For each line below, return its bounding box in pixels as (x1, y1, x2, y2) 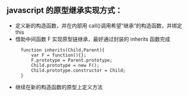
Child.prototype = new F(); (30, 62, 100, 68)
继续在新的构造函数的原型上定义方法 (15, 83, 103, 90)
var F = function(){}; (30, 52, 87, 58)
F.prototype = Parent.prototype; (30, 57, 113, 63)
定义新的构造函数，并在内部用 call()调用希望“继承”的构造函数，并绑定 (15, 22, 183, 29)
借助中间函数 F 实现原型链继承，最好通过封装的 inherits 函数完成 (15, 35, 170, 42)
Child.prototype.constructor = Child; (30, 67, 126, 73)
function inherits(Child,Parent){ (20, 47, 105, 53)
